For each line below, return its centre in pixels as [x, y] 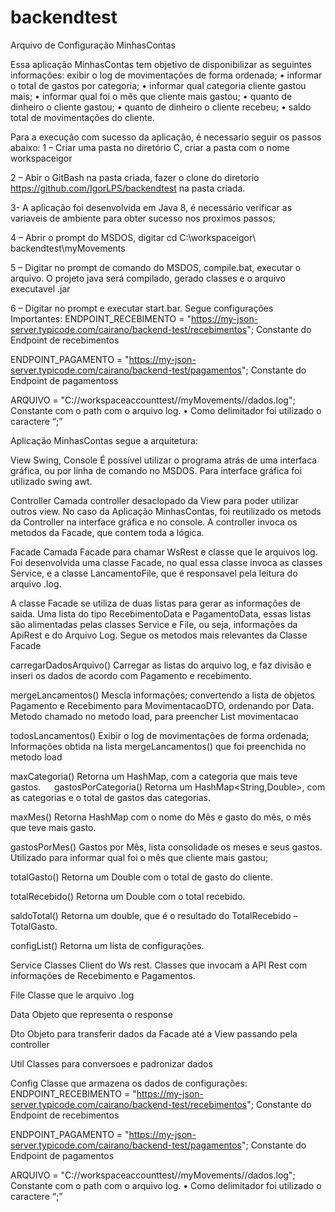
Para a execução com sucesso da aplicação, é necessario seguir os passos [166, 137]
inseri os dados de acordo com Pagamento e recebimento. [131, 675]
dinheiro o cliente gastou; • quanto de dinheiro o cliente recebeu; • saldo [161, 107]
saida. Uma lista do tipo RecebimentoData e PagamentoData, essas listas [161, 613]
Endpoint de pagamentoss [64, 380]
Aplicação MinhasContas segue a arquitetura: [104, 440]
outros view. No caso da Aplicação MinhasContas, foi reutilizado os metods [166, 511]
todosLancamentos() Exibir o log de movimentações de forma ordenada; [160, 735]
